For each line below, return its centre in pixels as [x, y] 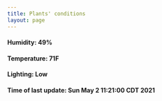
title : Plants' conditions [46, 14]
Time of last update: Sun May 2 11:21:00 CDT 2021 [81, 90]
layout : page [26, 20]
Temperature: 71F [33, 58]
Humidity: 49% [30, 42]
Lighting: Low [27, 75]
